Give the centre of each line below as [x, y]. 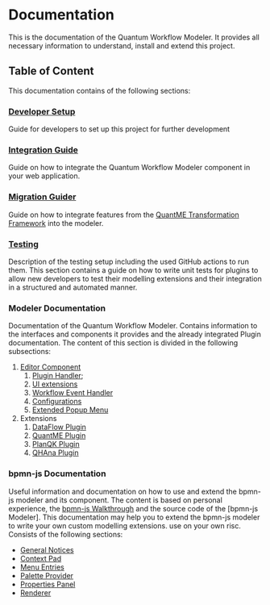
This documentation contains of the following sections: [100, 90]
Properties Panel [48, 584]
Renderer [35, 592]
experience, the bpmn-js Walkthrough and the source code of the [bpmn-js [133, 508]
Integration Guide [44, 149]
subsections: [29, 352]
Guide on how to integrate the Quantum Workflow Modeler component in [129, 168]
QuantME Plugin [59, 436]
